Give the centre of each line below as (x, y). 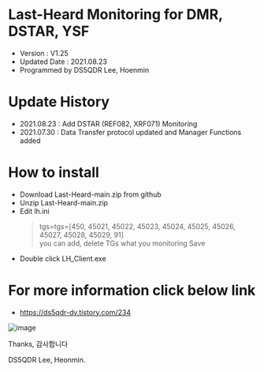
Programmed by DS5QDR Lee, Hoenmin (84, 70)
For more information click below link (132, 291)
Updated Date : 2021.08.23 (63, 62)
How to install (54, 173)
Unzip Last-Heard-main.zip (64, 202)
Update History (59, 102)
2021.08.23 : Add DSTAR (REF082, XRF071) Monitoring (108, 123)
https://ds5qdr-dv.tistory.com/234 (75, 312)
